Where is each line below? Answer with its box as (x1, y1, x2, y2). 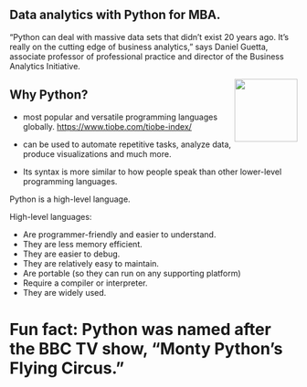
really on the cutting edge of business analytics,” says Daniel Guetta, (9, 41, 269, 52)
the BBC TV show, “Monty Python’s (9, 338, 283, 359)
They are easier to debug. (22, 248, 121, 259)
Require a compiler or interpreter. (22, 277, 148, 288)
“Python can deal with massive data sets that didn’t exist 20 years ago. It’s (9, 31, 290, 42)
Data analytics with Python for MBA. (9, 7, 221, 23)
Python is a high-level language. (9, 193, 131, 204)
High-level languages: (9, 211, 92, 222)
